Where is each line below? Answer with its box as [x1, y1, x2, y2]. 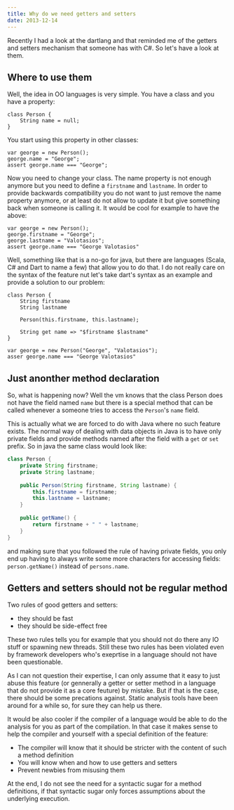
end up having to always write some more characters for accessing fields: [7, 554, 221, 562]
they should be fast [17, 615, 74, 623]
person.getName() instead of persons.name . [7, 562, 130, 570]
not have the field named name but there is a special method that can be [7, 399, 214, 407]
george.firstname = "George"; [7, 231, 96, 238]
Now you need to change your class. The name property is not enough [7, 174, 212, 183]
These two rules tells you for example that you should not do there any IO [7, 636, 219, 644]
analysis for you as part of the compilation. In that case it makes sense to [7, 722, 219, 731]
